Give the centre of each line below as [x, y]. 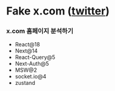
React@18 [27, 45]
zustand [25, 83]
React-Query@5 [35, 57]
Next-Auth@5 [32, 64]
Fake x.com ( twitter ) [58, 11]
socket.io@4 [31, 77]
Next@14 [26, 51]
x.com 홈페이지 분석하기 [40, 31]
